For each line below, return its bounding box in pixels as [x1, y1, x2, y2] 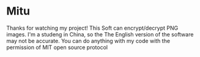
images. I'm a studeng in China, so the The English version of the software [6, 30, 194, 38]
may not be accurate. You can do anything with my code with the [6, 37, 170, 44]
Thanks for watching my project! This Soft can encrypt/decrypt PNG [6, 24, 179, 32]
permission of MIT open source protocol [6, 44, 108, 51]
